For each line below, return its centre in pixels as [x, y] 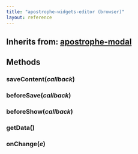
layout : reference [29, 17]
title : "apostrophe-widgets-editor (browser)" [65, 12]
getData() [20, 128]
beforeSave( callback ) [39, 96]
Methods [23, 62]
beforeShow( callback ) [40, 112]
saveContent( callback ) [40, 79]
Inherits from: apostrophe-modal [69, 42]
